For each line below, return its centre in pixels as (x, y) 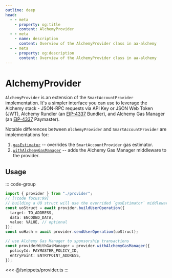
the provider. (26, 156)
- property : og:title (37, 24)
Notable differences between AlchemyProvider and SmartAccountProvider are (86, 129)
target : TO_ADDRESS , (32, 213)
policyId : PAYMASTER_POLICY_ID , (45, 251)
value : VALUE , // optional (39, 222)
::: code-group (20, 184)
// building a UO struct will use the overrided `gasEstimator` (75, 203)
